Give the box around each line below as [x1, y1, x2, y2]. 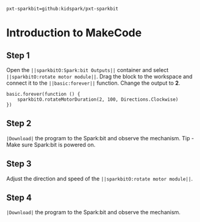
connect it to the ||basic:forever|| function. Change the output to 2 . [6, 79, 180, 87]
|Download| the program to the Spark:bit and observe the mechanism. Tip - [6, 134, 194, 141]
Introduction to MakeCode [6, 26, 142, 40]
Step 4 [6, 193, 32, 203]
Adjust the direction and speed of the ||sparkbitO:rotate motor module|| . [6, 174, 193, 182]
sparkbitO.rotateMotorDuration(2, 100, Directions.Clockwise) [17, 96, 179, 102]
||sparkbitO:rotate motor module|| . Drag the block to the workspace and [6, 73, 193, 80]
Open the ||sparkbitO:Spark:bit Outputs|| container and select [6, 66, 169, 73]
